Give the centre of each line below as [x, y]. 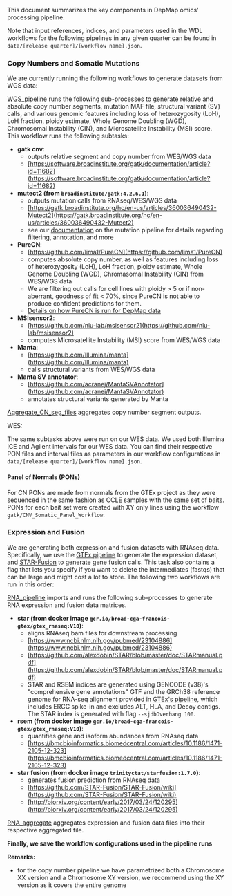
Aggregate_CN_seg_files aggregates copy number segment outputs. [104, 412]
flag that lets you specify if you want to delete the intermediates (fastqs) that [116, 569]
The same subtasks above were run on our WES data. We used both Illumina [116, 439]
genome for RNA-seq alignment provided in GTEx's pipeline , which [123, 699]
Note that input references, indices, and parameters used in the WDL [105, 31]
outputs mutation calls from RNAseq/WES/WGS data [102, 200]
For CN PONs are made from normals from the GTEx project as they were [112, 492]
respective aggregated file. [46, 830]
